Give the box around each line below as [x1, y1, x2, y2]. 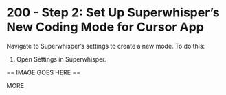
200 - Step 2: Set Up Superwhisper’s [6, 5, 221, 21]
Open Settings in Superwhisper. [16, 55, 106, 63]
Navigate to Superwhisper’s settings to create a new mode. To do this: [6, 42, 205, 50]
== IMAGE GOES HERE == [6, 68, 81, 77]
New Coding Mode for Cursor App [6, 19, 204, 35]
